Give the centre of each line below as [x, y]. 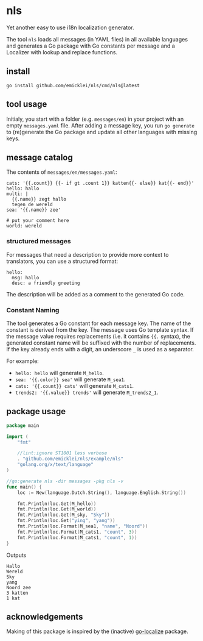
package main [23, 425]
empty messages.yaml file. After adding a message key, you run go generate [100, 125]
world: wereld [24, 226]
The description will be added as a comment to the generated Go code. [96, 294]
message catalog [40, 157]
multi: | [17, 194]
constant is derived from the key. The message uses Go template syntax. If [100, 329]
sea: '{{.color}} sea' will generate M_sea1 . [70, 379]
